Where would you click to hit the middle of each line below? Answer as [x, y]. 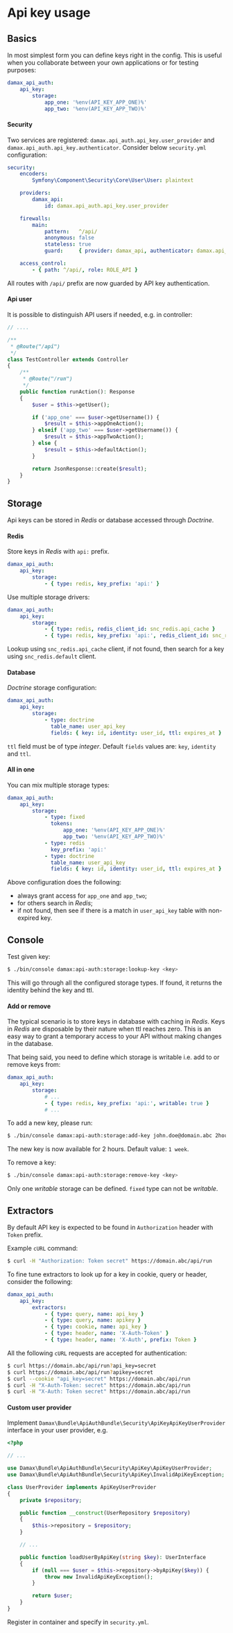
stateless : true [68, 244]
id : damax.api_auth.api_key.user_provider [106, 206]
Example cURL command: [43, 1249]
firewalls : [35, 218]
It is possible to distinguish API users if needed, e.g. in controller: [100, 315]
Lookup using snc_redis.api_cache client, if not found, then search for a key [116, 649]
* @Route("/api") [35, 346]
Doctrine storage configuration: [52, 688]
